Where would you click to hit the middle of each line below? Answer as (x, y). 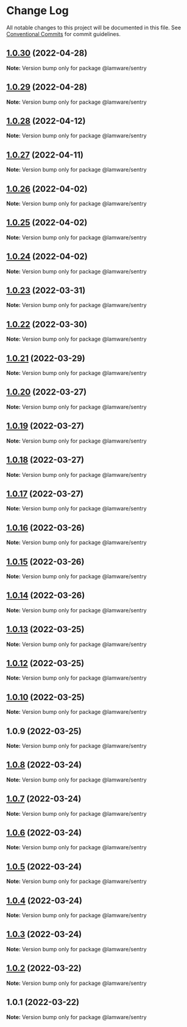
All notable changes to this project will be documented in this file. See (94, 27)
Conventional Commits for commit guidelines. (63, 34)
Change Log (37, 11)
